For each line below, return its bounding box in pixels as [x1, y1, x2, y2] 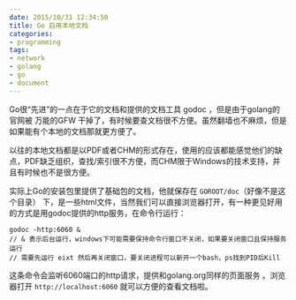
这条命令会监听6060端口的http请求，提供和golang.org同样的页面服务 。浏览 [9, 270, 286, 281]
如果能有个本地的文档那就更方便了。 [9, 125, 141, 137]
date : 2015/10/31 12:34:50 [9, 12, 109, 22]
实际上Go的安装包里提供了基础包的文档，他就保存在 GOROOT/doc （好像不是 [9, 185, 278, 196]
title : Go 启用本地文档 [9, 21, 88, 30]
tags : [9, 46, 29, 55]
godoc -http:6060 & [9, 225, 81, 234]
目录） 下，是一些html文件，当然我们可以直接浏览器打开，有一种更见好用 [16, 196, 283, 207]
